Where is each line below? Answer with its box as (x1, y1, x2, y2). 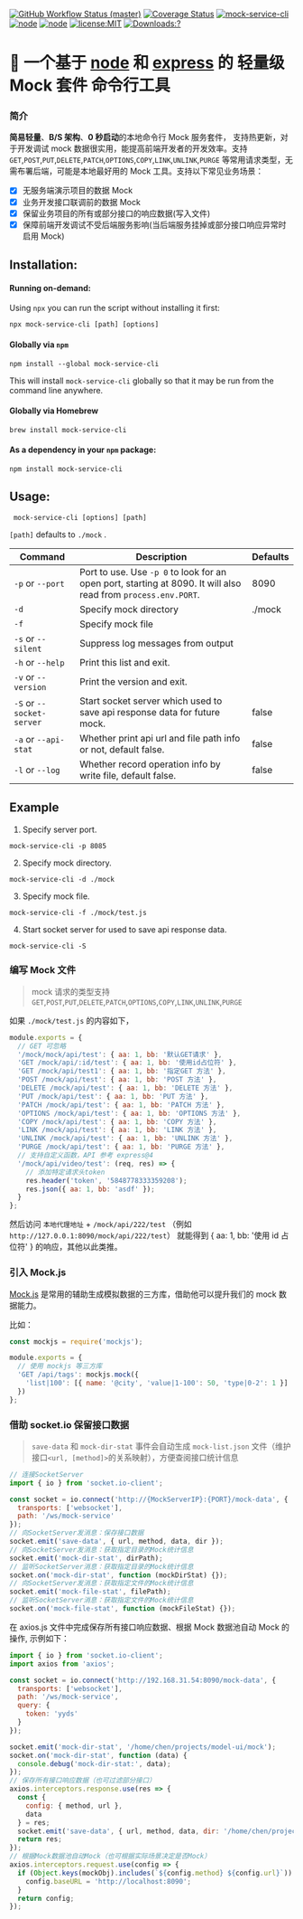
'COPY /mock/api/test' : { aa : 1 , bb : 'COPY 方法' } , (17, 1117, 217, 1126)
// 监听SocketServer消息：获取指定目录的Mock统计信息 (9, 1562, 194, 1571)
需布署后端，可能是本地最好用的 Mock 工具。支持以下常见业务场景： (9, 165, 264, 176)
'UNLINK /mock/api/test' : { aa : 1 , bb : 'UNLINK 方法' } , (17, 1134, 234, 1143)
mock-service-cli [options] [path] (13, 513, 147, 522)
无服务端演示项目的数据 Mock (22, 185, 133, 196)
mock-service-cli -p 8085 (9, 841, 106, 850)
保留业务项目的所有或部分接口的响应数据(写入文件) (22, 208, 210, 219)
